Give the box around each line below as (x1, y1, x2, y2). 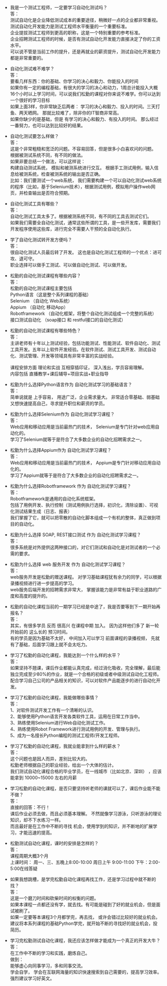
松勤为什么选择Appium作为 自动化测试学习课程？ (10, 447, 112, 453)
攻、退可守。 (10, 255, 37, 262)
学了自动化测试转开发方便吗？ (10, 237, 72, 242)
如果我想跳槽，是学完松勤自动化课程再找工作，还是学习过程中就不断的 (10, 876, 156, 882)
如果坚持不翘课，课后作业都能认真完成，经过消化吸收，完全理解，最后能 (10, 665, 160, 670)
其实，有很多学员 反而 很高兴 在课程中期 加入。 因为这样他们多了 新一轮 (10, 622, 159, 629)
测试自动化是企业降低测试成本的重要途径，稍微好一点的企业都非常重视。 (10, 17, 160, 23)
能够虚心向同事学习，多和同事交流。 (10, 963, 86, 968)
